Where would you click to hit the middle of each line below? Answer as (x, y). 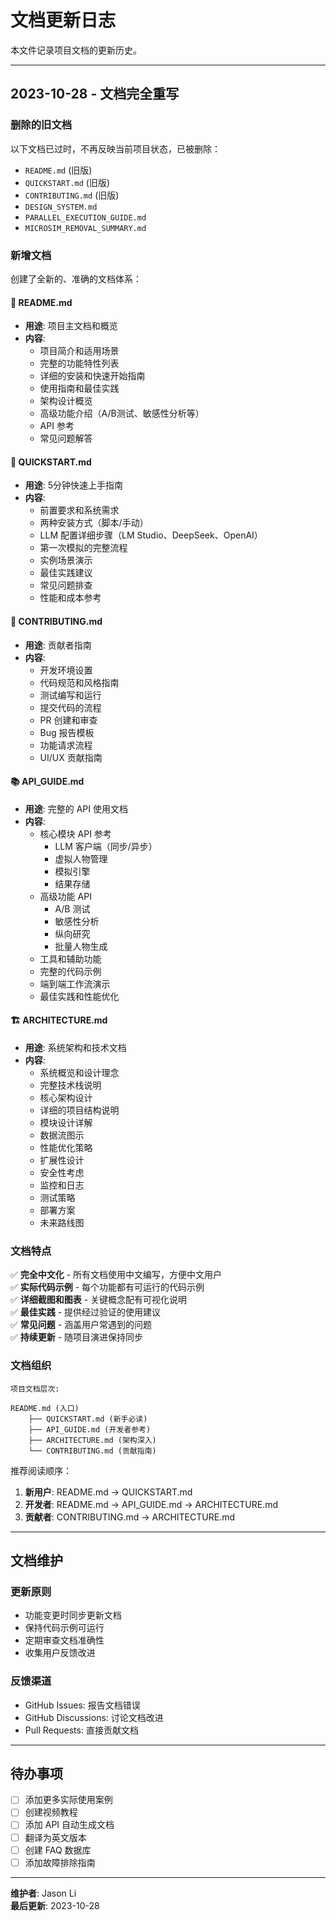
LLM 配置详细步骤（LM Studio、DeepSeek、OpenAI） (151, 535)
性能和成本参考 (70, 598)
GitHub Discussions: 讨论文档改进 (94, 1717)
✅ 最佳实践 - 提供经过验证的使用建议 (86, 1312)
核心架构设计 (66, 1097)
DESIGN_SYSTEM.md (61, 207)
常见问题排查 (66, 585)
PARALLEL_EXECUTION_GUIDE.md (85, 217)
